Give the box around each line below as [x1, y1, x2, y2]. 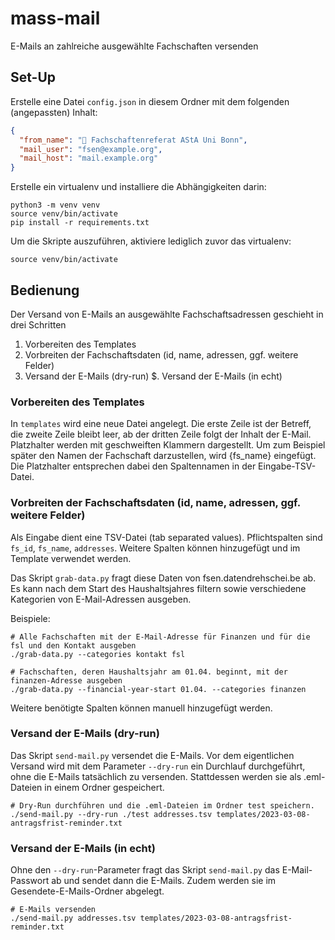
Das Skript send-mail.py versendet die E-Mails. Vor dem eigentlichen [10, 749, 295, 761]
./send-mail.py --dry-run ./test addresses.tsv [10, 809, 213, 819]
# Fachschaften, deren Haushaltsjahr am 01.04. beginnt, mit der [10, 667, 288, 677]
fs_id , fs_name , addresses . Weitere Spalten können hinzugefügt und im [10, 542, 301, 554]
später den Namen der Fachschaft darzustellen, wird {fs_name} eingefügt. [10, 450, 317, 462]
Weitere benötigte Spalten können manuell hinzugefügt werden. [10, 702, 273, 714]
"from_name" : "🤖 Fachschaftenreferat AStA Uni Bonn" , [19, 135, 248, 145]
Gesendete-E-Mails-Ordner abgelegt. [10, 885, 165, 897]
